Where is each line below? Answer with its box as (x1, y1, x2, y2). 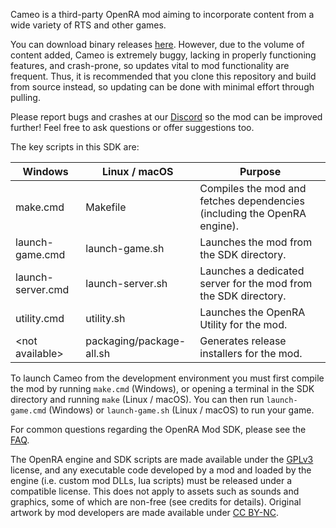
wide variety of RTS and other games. (10, 19, 167, 31)
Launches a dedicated (199, 264, 305, 278)
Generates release (199, 334, 287, 348)
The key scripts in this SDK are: (10, 141, 140, 153)
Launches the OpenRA (199, 305, 306, 319)
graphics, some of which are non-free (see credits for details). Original (10, 496, 302, 508)
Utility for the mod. (199, 318, 288, 331)
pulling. (10, 92, 41, 103)
